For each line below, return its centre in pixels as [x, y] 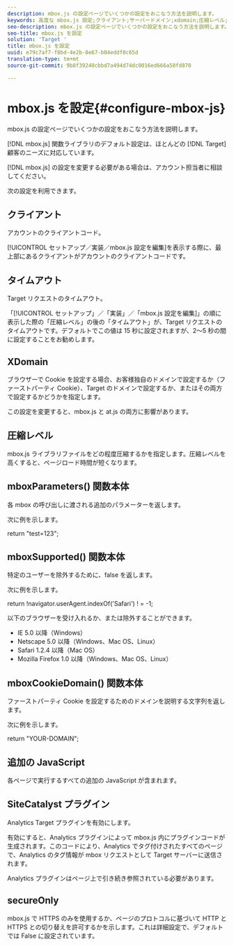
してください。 [29, 176]
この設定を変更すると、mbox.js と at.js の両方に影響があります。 [100, 411]
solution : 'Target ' [37, 40]
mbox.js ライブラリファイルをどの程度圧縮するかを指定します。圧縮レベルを [117, 453]
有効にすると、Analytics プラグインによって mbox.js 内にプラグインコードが [116, 837]
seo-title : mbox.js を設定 [45, 33]
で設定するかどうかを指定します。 [56, 397]
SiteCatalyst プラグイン [58, 804]
